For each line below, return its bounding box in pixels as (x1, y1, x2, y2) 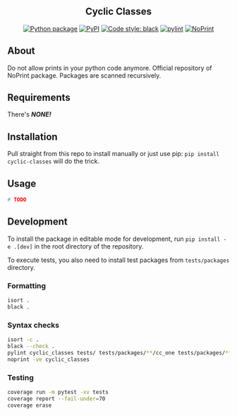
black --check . (7, 343, 55, 350)
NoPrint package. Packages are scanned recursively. (7, 71, 162, 80)
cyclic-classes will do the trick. (7, 157, 100, 165)
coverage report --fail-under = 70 (7, 395, 106, 402)
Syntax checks (7, 320, 60, 330)
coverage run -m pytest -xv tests (7, 388, 109, 396)
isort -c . (7, 336, 39, 343)
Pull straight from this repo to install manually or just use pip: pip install (7, 150, 220, 158)
